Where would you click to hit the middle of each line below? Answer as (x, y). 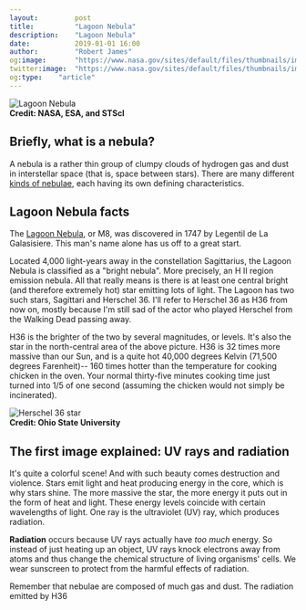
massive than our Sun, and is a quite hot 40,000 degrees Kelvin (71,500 (143, 356)
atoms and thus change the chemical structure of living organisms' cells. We (153, 559)
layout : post (51, 18)
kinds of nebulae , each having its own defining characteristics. (127, 183)
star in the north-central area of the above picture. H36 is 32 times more (145, 347)
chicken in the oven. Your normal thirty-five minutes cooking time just (140, 376)
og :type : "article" (52, 78)
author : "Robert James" (71, 52)
